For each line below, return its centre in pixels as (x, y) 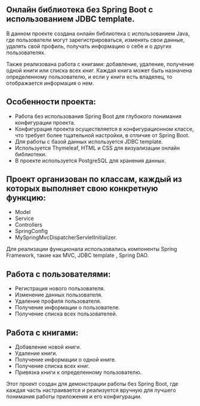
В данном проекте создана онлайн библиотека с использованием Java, (98, 33)
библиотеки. (30, 154)
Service (24, 219)
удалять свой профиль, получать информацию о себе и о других (89, 46)
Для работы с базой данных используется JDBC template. (89, 141)
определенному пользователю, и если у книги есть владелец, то (89, 76)
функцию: (26, 198)
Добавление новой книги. (48, 347)
